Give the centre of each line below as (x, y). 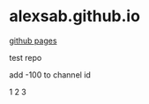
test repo (26, 57)
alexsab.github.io (75, 16)
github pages (33, 41)
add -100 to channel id (50, 74)
